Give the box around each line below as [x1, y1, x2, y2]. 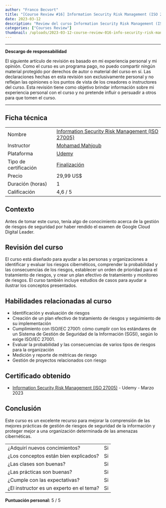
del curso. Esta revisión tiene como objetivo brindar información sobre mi [5, 85, 154, 90]
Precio [7, 172, 23, 179]
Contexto [5, 205, 35, 214]
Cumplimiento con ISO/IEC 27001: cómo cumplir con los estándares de [12, 326, 157, 332]
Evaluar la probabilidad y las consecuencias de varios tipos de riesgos [12, 342, 156, 348]
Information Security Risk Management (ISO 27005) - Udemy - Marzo [12, 385, 154, 391]
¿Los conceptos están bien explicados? [7, 452, 99, 459]
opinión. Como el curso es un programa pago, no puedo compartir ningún [5, 63, 156, 69]
